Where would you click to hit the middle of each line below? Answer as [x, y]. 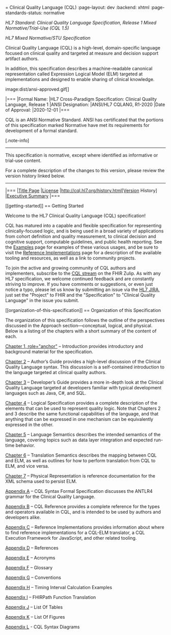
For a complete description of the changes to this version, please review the [85, 170]
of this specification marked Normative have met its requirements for [77, 125]
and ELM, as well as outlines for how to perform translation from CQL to [80, 460]
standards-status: [24, 13]
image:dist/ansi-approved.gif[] [37, 89]
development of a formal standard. [41, 130]
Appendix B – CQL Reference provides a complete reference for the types [83, 506]
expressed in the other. [30, 425]
